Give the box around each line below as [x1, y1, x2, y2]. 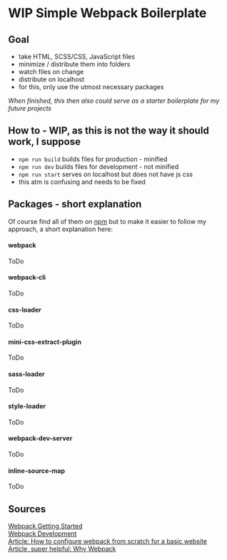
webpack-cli [8, 273, 46, 282]
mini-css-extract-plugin [8, 337, 81, 346]
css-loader [8, 305, 41, 314]
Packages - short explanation [8, 198, 142, 210]
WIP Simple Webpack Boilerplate [8, 5, 207, 21]
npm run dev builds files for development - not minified [18, 162, 179, 170]
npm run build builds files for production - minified [18, 155, 168, 163]
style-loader [8, 402, 46, 411]
